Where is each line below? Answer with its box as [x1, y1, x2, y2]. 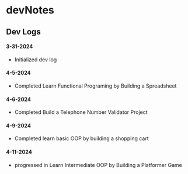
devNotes [6, 4, 54, 17]
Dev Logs [6, 27, 41, 37]
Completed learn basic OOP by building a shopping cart [14, 135, 149, 142]
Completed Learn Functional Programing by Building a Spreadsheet [14, 82, 177, 89]
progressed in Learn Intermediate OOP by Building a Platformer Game [14, 161, 182, 168]
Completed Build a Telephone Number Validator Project [14, 109, 148, 116]
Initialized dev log [14, 56, 57, 63]
